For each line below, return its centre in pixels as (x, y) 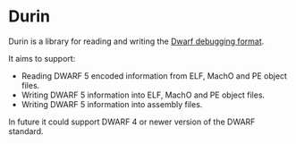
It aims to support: (42, 58)
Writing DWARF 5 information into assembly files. (112, 104)
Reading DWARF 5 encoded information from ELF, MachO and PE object (154, 76)
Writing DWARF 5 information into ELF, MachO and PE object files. (143, 95)
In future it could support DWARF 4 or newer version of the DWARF (132, 122)
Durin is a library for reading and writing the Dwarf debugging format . (136, 41)
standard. (26, 131)
